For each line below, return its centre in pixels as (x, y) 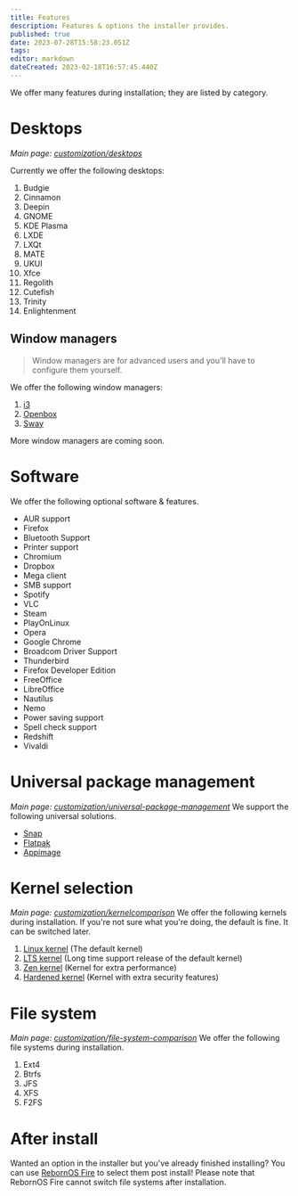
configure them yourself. (77, 370)
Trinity (35, 301)
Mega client (44, 575)
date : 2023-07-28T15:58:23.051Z (70, 42)
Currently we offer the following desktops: (88, 170)
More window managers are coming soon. (88, 440)
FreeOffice (43, 679)
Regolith (38, 283)
